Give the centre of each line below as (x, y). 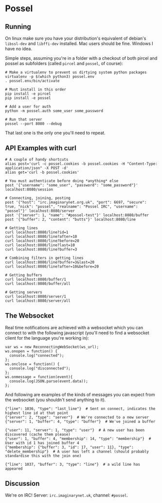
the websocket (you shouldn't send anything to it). (55, 400)
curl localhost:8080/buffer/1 (36, 279)
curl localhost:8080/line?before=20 (42, 241)
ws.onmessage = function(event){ (39, 377)
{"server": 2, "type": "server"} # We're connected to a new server (77, 417)
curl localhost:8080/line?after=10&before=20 (52, 266)
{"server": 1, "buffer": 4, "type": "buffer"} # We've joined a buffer (80, 421)
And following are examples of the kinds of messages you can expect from (80, 394)
